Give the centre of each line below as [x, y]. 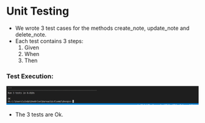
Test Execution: [30, 76]
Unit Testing [38, 11]
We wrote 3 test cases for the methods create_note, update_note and [102, 28]
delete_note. [31, 34]
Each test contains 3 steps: [49, 41]
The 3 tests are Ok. [39, 114]
